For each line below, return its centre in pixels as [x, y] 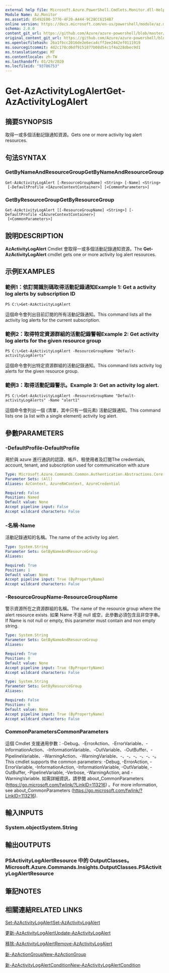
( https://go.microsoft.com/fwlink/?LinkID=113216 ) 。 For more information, [81, 784]
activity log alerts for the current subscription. [53, 320]
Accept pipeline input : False [37, 507]
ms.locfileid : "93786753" [32, 66]
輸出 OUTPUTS [28, 845]
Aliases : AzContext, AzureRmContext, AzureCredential [63, 484]
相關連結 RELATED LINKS [44, 910]
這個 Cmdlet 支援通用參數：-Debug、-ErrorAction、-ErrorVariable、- [77, 743]
